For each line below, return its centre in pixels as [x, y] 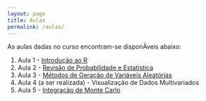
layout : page [26, 14]
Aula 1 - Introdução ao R [53, 60]
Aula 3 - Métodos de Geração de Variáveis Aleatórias [95, 75]
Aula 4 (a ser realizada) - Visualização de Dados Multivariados [108, 83]
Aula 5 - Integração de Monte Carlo [69, 90]
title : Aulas [26, 20]
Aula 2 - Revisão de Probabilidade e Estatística [85, 68]
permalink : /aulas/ [36, 27]
